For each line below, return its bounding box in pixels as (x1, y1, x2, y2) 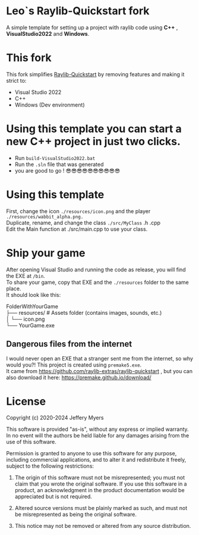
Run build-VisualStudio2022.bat (14, 154, 96, 161)
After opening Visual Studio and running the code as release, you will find (6, 266, 186, 273)
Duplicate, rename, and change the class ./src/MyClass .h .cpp (6, 219, 161, 226)
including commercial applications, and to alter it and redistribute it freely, (6, 456, 187, 464)
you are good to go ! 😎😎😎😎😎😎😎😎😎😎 (14, 167, 121, 174)
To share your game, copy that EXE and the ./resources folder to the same (6, 279, 189, 286)
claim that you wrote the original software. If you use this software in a (14, 480, 187, 487)
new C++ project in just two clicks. (6, 135, 181, 148)
